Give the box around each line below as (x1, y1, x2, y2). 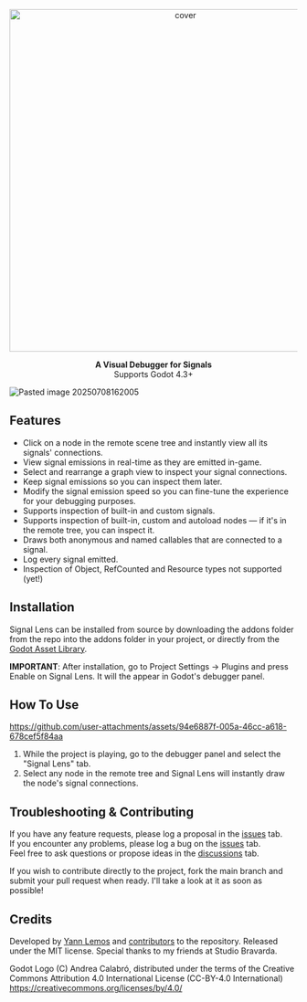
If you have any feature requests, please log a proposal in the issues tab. (9, 828, 283, 839)
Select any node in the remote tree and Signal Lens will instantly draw (22, 768, 286, 779)
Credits (9, 912, 53, 927)
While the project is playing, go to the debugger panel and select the (22, 749, 281, 760)
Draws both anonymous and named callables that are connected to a (22, 534, 283, 545)
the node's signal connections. (22, 777, 139, 789)
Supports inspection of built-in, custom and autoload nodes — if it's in (22, 514, 287, 525)
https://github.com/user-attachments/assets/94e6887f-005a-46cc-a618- (9, 722, 288, 733)
